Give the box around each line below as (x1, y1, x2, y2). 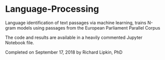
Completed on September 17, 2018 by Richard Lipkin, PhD (5, 49, 123, 55)
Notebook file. (5, 39, 34, 45)
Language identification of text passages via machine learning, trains (5, 20, 147, 26)
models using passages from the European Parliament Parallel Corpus (16, 25, 161, 30)
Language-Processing (5, 3, 99, 15)
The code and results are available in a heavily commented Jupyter (5, 34, 143, 40)
